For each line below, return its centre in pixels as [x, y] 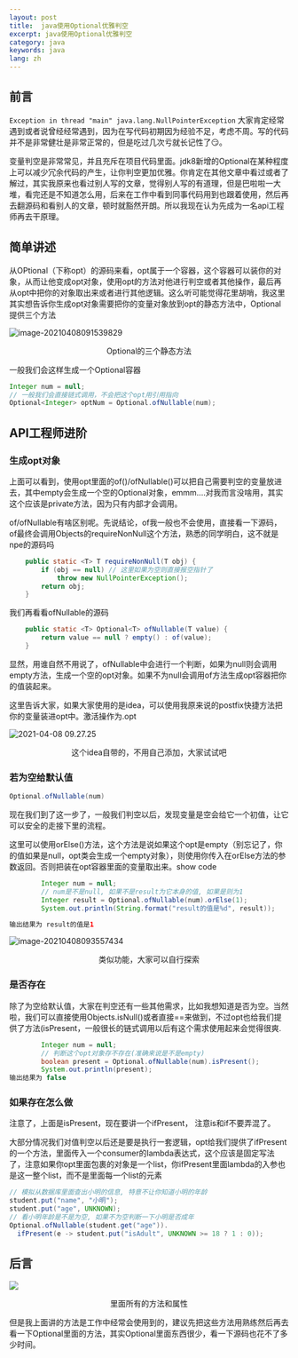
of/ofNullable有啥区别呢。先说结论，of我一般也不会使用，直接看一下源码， [145, 522]
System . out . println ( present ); [97, 1070]
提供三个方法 [32, 314]
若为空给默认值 [41, 777]
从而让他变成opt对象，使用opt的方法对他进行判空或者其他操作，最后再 [153, 282]
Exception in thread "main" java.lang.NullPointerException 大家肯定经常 [147, 120]
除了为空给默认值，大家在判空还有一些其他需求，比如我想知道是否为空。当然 [149, 1005]
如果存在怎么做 [41, 1102]
